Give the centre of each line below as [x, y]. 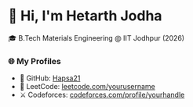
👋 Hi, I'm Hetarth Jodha [85, 16]
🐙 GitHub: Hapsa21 [50, 78]
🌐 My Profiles [35, 61]
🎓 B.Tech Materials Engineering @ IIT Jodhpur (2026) [96, 37]
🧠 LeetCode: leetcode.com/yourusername [87, 87]
